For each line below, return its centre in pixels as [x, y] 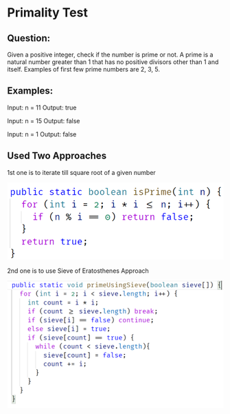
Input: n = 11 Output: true [42, 107]
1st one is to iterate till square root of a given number [81, 172]
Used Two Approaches [57, 156]
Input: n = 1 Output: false [42, 134]
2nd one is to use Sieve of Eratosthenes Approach [78, 271]
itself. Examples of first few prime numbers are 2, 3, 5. [83, 69]
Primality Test [47, 13]
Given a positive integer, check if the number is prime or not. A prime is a [110, 54]
